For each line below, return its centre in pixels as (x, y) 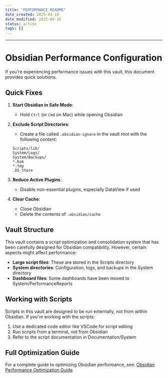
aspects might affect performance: (41, 252)
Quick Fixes (24, 93)
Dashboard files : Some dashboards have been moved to (71, 278)
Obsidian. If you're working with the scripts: (50, 316)
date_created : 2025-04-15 (32, 15)
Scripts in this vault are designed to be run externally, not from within (76, 311)
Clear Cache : (26, 199)
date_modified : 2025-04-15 (33, 19)
